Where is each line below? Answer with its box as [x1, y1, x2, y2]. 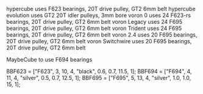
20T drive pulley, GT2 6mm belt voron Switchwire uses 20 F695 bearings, [6, 38, 192, 45]
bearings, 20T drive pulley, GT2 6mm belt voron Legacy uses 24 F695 [6, 18, 183, 25]
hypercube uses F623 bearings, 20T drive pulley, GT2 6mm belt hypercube [6, 5, 196, 12]
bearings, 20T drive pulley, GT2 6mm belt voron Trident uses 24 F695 [6, 24, 182, 32]
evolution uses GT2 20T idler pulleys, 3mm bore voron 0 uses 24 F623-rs [6, 12, 191, 19]
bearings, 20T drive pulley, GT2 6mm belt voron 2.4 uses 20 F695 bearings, [6, 31, 198, 38]
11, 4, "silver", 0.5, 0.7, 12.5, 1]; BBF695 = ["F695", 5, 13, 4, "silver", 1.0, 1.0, [6, 74, 191, 81]
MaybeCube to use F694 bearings [6, 56, 93, 63]
